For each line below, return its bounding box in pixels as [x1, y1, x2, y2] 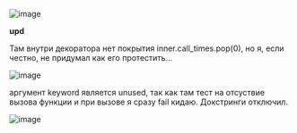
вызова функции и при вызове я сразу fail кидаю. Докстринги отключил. [9, 96, 289, 107]
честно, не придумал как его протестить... [9, 53, 173, 62]
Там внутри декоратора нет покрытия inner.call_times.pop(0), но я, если [9, 43, 284, 54]
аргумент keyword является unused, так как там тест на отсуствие [9, 87, 266, 97]
